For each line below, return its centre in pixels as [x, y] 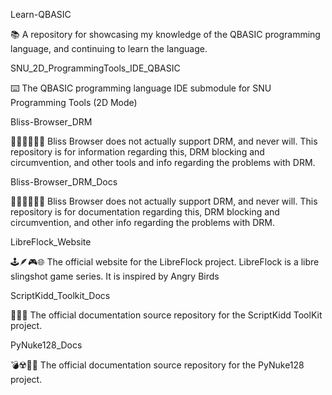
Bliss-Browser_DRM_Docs [64, 182]
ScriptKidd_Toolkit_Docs [60, 295]
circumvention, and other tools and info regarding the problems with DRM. [163, 162]
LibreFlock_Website [51, 242]
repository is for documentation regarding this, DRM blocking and [145, 212]
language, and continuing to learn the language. [109, 48]
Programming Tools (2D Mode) [74, 102]
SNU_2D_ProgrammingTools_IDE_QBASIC [95, 68]
